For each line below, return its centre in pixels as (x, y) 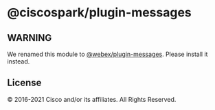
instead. (19, 61)
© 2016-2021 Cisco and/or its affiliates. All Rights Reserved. (92, 99)
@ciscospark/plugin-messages (100, 13)
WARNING (30, 38)
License (24, 83)
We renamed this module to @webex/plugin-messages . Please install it (107, 54)
